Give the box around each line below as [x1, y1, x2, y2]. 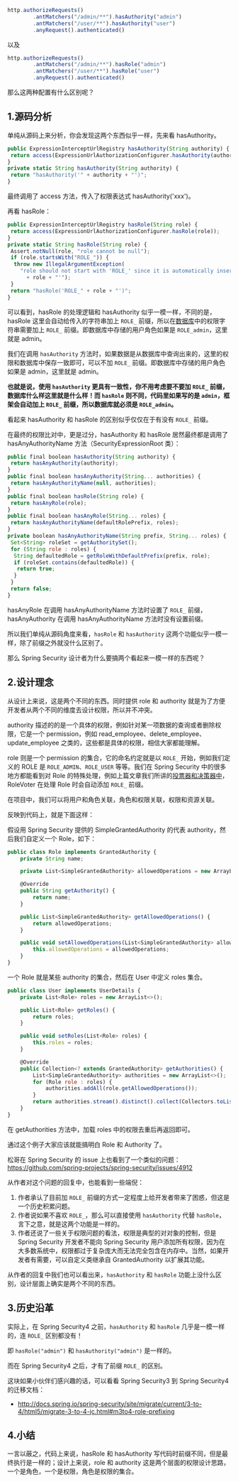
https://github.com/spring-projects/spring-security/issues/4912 [7, 1163, 193, 1172]
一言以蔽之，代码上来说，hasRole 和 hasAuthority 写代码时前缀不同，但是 [7, 1449, 222, 1458]
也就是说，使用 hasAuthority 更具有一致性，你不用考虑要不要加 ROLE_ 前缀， [7, 382, 229, 391]
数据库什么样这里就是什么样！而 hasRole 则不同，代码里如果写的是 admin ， [7, 391, 224, 399]
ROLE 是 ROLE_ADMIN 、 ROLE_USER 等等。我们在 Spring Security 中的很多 [21, 762, 227, 771]
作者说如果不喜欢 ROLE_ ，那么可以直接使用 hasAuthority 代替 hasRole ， [17, 1211, 225, 1219]
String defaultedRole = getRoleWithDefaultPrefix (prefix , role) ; [13, 552, 211, 559]
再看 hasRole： [7, 207, 52, 216]
